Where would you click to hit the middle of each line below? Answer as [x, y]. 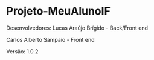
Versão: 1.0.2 [22, 51]
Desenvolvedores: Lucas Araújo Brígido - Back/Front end [77, 28]
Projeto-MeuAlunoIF [58, 11]
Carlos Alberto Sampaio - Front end [50, 39]
